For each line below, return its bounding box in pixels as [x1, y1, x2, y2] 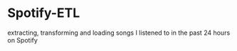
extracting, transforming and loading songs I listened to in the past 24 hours [7, 28, 231, 37]
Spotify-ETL [7, 5, 80, 21]
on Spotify [7, 35, 38, 44]
